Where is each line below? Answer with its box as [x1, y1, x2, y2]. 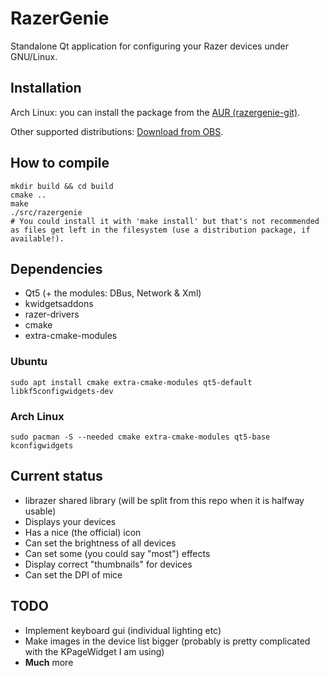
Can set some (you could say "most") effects [24, 547, 211, 559]
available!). [10, 233, 65, 244]
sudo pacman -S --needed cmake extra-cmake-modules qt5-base [10, 432, 271, 442]
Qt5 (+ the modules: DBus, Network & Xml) [24, 287, 202, 299]
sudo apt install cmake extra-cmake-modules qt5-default [10, 377, 253, 387]
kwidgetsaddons [24, 298, 94, 310]
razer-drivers [24, 308, 80, 321]
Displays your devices [24, 515, 117, 527]
